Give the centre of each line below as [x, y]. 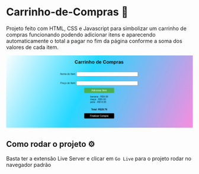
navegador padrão [29, 165]
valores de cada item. [33, 47]
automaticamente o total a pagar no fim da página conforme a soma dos [94, 41]
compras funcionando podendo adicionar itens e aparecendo [81, 34]
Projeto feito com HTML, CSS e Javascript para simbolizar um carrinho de [96, 28]
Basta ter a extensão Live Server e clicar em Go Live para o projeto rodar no [99, 158]
